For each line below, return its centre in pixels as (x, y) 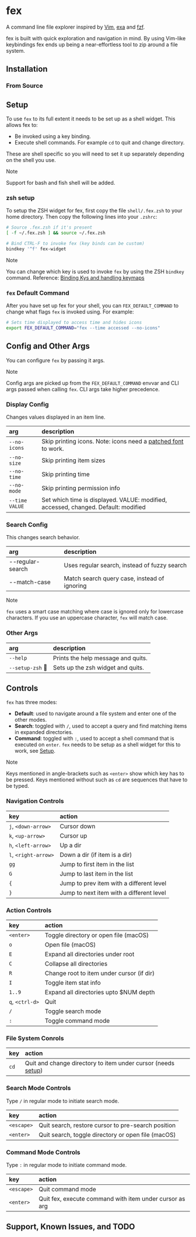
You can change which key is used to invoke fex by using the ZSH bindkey (95, 271)
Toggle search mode (73, 1011)
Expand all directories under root (90, 955)
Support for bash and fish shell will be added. (61, 183)
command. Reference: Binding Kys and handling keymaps (75, 278)
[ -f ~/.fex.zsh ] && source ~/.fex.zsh (56, 233)
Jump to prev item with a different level (113, 883)
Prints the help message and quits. (100, 658)
